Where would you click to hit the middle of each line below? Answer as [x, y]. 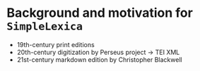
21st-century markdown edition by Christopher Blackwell [99, 59]
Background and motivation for [100, 13]
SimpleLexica [45, 26]
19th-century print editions [55, 44]
